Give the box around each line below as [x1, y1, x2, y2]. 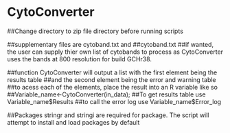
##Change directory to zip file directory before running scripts [7, 27, 184, 35]
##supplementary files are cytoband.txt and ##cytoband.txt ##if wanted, [7, 40, 214, 48]
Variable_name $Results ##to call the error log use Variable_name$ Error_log [7, 97, 222, 105]
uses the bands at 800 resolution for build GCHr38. [7, 54, 152, 63]
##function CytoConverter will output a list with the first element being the [7, 68, 218, 76]
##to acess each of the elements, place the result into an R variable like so [7, 83, 218, 91]
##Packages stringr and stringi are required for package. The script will [7, 111, 209, 119]
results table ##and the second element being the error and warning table [7, 75, 216, 83]
